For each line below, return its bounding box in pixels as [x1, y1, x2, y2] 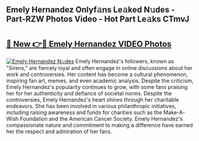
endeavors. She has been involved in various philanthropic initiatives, [6, 103, 176, 109]
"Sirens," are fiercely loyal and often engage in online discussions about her [6, 65, 193, 71]
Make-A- [163, 109, 185, 116]
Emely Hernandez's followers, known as [75, 58, 174, 65]
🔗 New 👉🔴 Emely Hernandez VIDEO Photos [6, 39, 172, 49]
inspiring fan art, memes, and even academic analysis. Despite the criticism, [6, 77, 194, 84]
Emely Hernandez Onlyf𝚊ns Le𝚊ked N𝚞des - [6, 5, 175, 15]
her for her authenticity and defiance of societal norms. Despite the [6, 90, 172, 97]
